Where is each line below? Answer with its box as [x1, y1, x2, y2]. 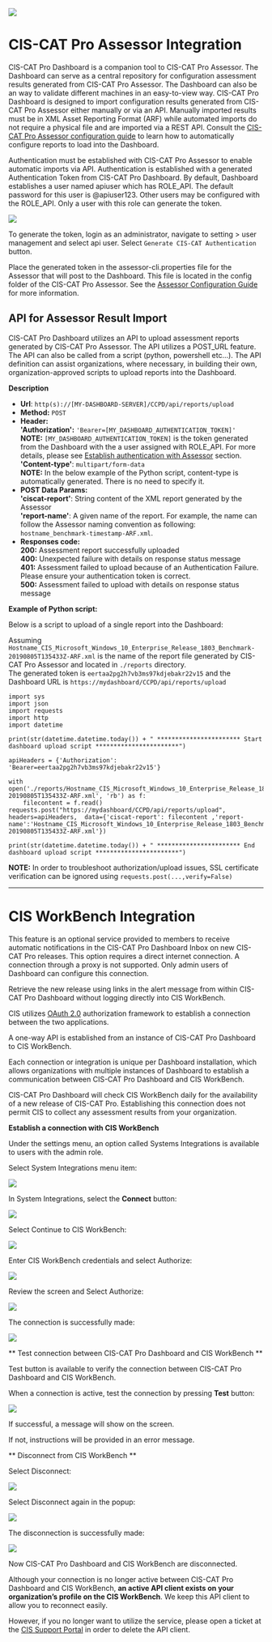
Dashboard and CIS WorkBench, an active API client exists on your [8, 1583, 235, 1593]
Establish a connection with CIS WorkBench [8, 1123, 159, 1132]
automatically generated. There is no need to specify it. [19, 476, 205, 486]
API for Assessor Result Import [8, 312, 168, 326]
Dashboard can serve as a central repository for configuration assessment [8, 70, 257, 80]
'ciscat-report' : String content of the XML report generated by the [19, 493, 243, 503]
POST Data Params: [19, 484, 88, 494]
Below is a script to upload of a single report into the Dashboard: [8, 620, 224, 629]
